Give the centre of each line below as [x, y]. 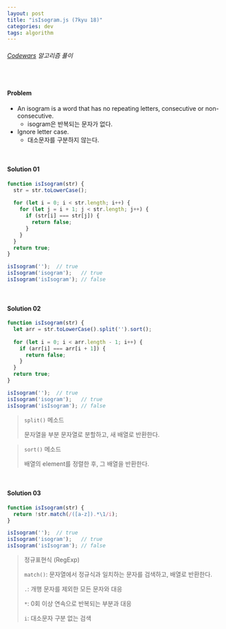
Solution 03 [24, 493]
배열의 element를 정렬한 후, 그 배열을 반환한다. [87, 463]
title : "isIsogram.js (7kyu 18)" [55, 20]
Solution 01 [23, 169]
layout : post [26, 13]
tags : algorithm [30, 33]
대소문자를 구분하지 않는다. [63, 140]
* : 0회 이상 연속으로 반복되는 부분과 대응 [78, 604]
